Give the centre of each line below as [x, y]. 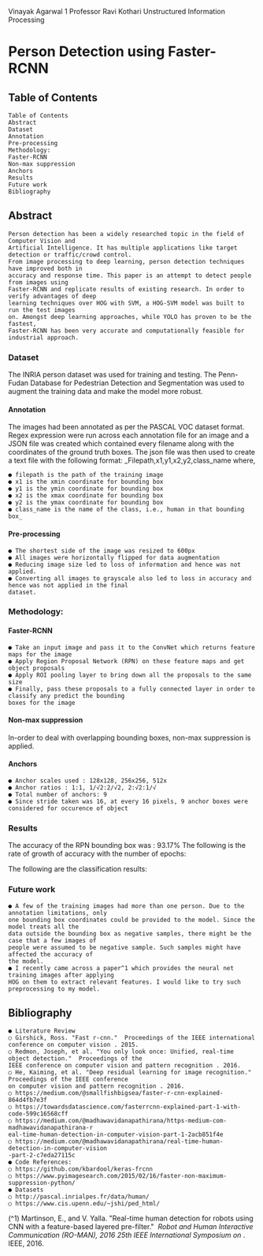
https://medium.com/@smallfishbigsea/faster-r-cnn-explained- [119, 1093]
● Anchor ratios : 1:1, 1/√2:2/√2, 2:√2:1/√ [82, 788]
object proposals [37, 668]
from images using [38, 282]
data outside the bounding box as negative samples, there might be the [130, 934]
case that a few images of [52, 940]
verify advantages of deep [52, 296]
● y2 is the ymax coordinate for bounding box [86, 503]
